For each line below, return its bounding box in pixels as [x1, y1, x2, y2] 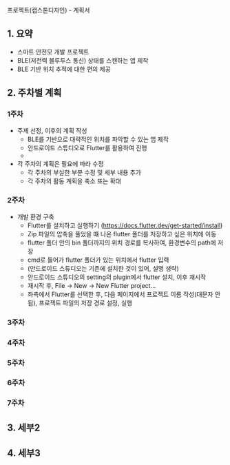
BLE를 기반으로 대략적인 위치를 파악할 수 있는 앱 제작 [27, 135, 169, 143]
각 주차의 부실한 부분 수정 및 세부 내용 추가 [27, 168, 141, 176]
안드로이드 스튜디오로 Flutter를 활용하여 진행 [27, 143, 147, 152]
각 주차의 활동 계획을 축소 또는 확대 [27, 176, 122, 185]
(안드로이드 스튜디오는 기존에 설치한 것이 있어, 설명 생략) [27, 264, 179, 272]
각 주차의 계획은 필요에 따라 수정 [17, 159, 104, 167]
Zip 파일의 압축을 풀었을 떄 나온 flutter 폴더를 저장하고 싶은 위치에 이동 [27, 229, 217, 238]
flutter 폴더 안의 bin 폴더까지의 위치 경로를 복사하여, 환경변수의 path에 [27, 238, 217, 247]
